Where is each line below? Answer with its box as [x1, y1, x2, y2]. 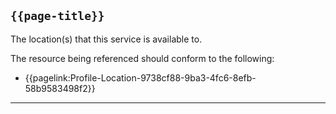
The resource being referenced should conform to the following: [10, 52, 275, 64]
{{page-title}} [10, 9, 105, 24]
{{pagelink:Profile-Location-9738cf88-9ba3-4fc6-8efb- [24, 71, 257, 84]
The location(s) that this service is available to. [10, 33, 203, 45]
